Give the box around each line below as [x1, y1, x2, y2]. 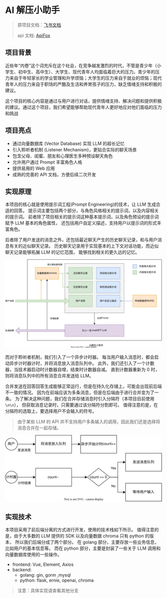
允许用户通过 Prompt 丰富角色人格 [12, 159, 83, 165]
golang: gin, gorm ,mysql [19, 572, 71, 578]
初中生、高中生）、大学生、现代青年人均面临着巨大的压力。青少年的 [18, 69, 156, 75]
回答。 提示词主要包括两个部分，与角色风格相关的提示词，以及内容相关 [13, 208, 159, 214]
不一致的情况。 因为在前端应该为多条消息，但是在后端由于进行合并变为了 [5, 389, 155, 395]
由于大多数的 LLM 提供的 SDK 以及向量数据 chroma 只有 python [13, 533, 144, 539]
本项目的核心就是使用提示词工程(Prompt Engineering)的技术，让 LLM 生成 [5, 202, 157, 208]
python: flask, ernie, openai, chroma [19, 577, 94, 584]
